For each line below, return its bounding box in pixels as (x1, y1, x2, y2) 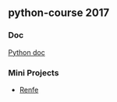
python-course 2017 (8, 6, 110, 20)
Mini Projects (8, 67, 59, 78)
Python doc (8, 47, 45, 57)
